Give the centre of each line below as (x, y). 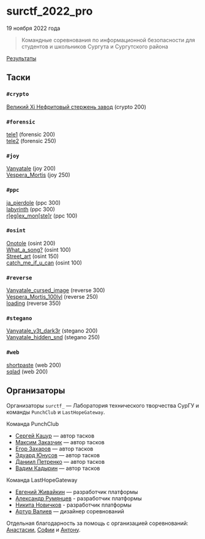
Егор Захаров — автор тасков (54, 449)
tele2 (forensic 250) (31, 141)
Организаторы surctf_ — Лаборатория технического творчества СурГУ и (103, 405)
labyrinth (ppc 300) (31, 209)
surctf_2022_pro (50, 11)
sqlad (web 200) (27, 372)
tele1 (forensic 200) (31, 134)
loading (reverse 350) (34, 303)
